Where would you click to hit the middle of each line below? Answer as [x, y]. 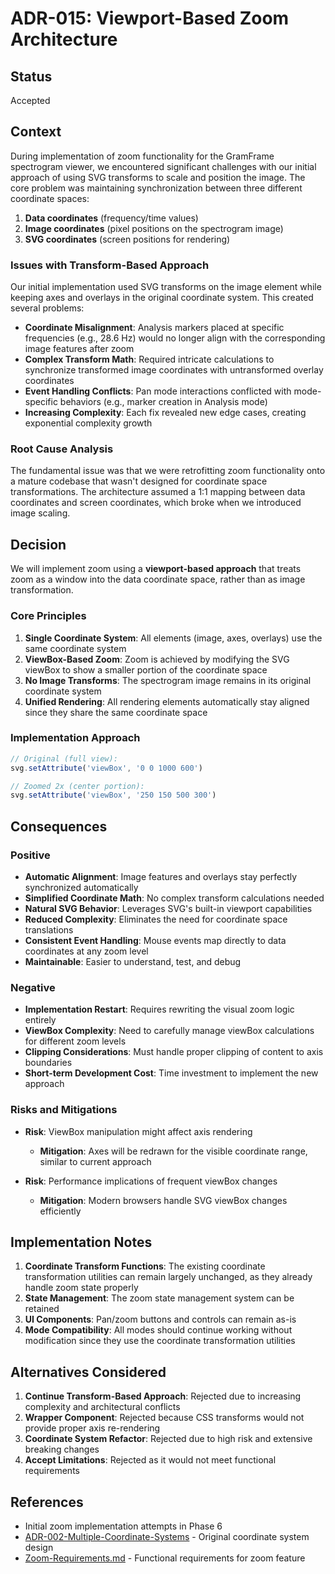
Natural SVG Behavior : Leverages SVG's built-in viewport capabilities [168, 908]
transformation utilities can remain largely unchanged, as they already [168, 1277]
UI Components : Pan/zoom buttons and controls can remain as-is [160, 1319]
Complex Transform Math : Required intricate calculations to [149, 359]
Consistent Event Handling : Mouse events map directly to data [155, 940]
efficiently [60, 1211]
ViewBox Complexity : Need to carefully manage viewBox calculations [169, 1031]
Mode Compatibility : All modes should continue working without [158, 1330]
